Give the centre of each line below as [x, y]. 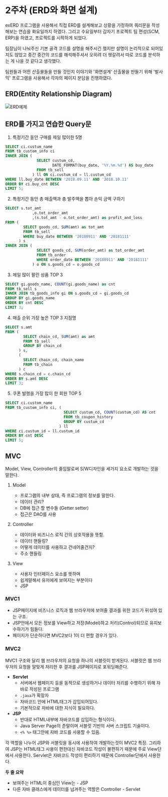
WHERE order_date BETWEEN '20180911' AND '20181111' [93, 260]
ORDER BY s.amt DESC [27, 379]
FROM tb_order [51, 255]
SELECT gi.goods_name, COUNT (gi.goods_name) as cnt [60, 284]
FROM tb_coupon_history [88, 417]
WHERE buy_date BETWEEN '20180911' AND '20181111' [77, 237]
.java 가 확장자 [34, 695]
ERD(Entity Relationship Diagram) [59, 94]
